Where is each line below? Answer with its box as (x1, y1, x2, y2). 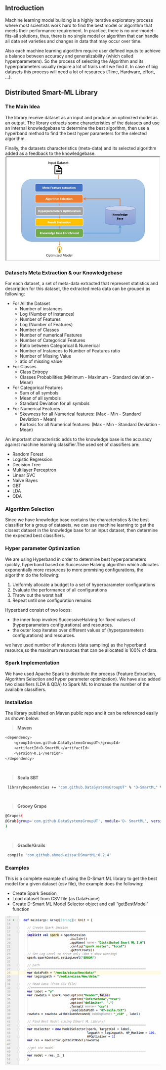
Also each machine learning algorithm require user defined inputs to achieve (5, 48, 161, 53)
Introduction (5, 4, 44, 12)
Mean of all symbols (19, 395, 61, 401)
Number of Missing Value (19, 353, 72, 359)
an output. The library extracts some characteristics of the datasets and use (5, 120, 160, 126)
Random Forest (12, 451, 43, 457)
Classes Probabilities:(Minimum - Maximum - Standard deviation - (19, 374, 154, 380)
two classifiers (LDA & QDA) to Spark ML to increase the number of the (5, 681, 150, 687)
